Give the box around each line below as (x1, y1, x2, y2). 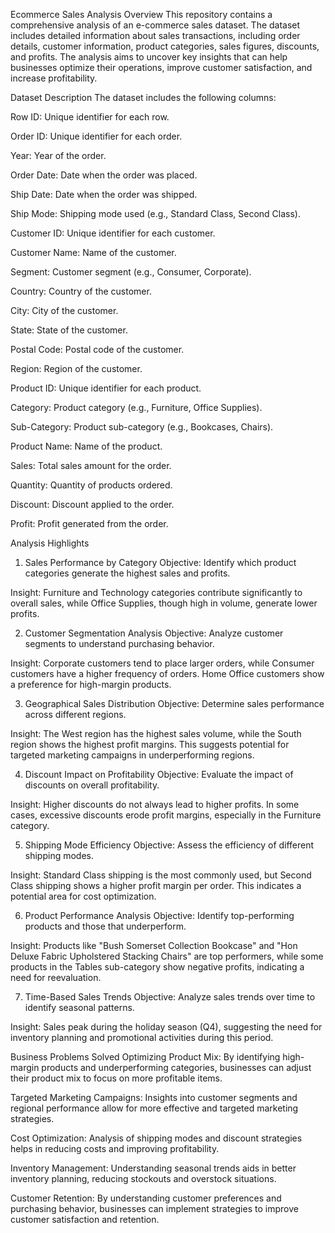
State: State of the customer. (10, 324, 128, 336)
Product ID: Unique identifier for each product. (10, 382, 202, 394)
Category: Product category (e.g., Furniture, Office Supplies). (10, 402, 263, 413)
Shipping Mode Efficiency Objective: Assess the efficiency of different (24, 839, 315, 851)
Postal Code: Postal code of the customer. (10, 344, 185, 355)
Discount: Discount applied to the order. (10, 499, 175, 510)
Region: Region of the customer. (10, 363, 143, 374)
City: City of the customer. (10, 305, 119, 316)
